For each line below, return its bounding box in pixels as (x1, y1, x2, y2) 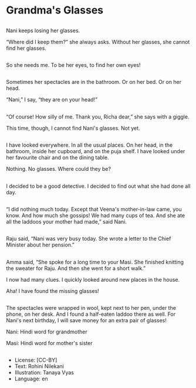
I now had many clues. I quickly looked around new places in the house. (6, 276, 180, 283)
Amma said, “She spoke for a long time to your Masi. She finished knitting (6, 258, 184, 265)
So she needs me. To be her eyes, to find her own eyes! (6, 61, 141, 68)
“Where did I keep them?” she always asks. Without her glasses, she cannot (6, 38, 190, 45)
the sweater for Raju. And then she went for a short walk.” (6, 265, 146, 272)
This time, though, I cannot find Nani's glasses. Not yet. (6, 124, 140, 131)
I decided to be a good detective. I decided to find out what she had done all (6, 183, 191, 190)
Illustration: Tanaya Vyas (14, 369, 75, 376)
